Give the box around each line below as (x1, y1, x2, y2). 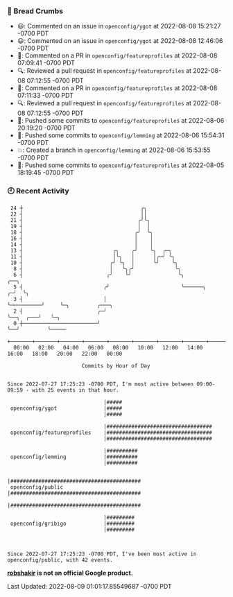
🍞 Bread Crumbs (7, 6, 64, 16)
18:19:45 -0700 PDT (17, 168, 74, 177)
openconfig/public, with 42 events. (7, 556, 113, 564)
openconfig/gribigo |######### (10, 520, 135, 527)
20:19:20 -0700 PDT (17, 124, 76, 132)
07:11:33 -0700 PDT (17, 92, 74, 100)
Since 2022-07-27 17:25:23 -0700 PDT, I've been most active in (7, 551, 197, 557)
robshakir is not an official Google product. (7, 569, 133, 577)
